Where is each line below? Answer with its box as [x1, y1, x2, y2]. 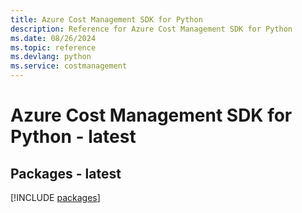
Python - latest [10, 126, 137, 148]
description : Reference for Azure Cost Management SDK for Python [10, 24, 293, 34]
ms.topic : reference [10, 42, 97, 53]
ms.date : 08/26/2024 [10, 33, 97, 43]
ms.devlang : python [10, 52, 92, 62]
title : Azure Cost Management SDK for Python [10, 14, 203, 25]
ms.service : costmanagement [10, 61, 128, 71]
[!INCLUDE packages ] [10, 192, 101, 203]
